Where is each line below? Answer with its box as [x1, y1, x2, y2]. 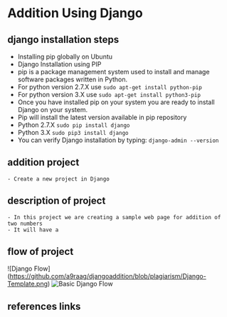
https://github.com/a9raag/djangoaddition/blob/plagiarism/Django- [9, 272, 206, 281]
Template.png [7, 280, 48, 288]
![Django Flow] [7, 264, 51, 273]
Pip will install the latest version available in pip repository [17, 113, 187, 121]
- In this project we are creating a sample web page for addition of [7, 213, 221, 221]
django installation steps [7, 34, 120, 46]
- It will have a [7, 226, 59, 233]
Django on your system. [17, 106, 88, 114]
